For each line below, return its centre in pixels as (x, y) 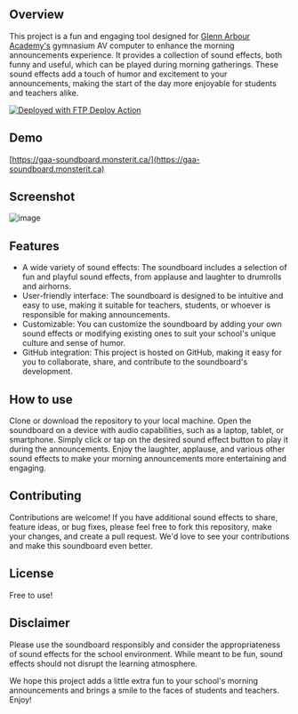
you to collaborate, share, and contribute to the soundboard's (135, 362)
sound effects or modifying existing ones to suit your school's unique (149, 333)
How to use (41, 399)
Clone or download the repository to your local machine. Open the (130, 421)
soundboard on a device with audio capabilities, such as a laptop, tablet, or (147, 430)
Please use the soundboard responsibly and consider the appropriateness (145, 645)
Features (34, 246)
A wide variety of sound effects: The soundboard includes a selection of (154, 268)
